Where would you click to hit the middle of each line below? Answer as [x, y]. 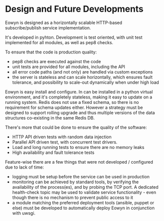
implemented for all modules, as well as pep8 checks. [59, 42]
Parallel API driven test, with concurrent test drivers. [65, 142]
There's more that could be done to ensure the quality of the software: [76, 127]
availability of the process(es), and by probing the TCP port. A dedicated [85, 187]
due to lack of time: [24, 167]
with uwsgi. [24, 213]
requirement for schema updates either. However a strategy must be [74, 107]
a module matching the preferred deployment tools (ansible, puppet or [83, 202]
